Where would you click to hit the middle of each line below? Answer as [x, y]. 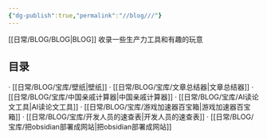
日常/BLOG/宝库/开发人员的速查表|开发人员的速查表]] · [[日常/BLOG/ [143, 117]
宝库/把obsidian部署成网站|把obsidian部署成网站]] [90, 127]
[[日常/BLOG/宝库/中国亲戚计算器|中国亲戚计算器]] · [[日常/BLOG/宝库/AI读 [130, 97]
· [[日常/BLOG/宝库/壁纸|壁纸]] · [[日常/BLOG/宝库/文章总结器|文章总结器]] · [131, 87]
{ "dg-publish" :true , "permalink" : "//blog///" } [85, 15]
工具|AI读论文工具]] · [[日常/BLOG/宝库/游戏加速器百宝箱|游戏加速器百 [130, 107]
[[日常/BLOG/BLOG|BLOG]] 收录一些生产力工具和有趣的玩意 [106, 39]
